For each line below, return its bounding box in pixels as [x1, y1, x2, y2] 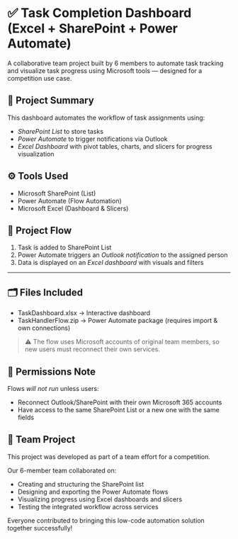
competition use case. [7, 74, 72, 82]
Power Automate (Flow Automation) [17, 196, 122, 205]
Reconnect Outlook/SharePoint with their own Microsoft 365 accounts [17, 398, 222, 407]
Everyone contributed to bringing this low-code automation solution [7, 516, 205, 525]
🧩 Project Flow [7, 225, 72, 237]
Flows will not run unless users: [7, 385, 99, 392]
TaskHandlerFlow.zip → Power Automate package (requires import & [17, 317, 218, 325]
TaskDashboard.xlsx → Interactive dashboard [17, 309, 151, 317]
